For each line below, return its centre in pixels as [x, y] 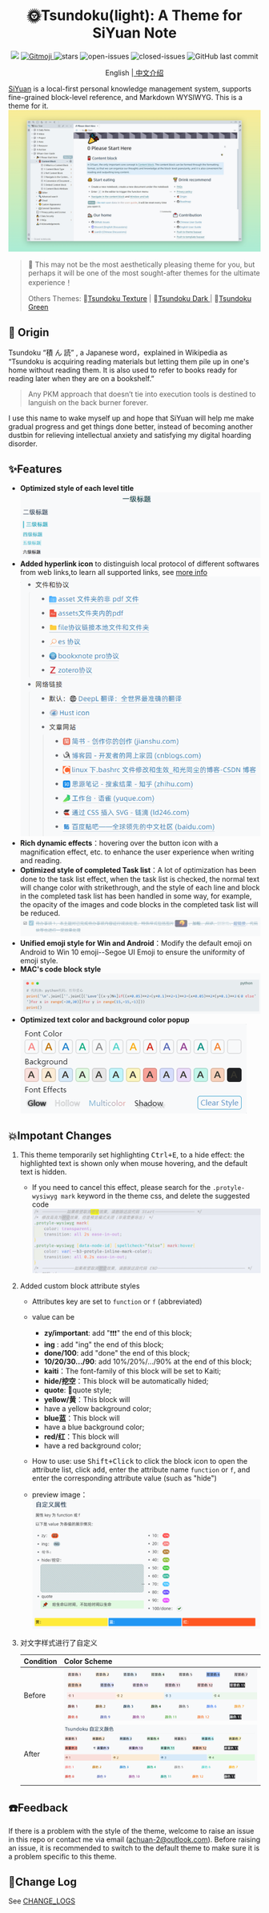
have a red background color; [92, 1445]
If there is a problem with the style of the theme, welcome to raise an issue [131, 1831]
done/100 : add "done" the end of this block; [117, 1352]
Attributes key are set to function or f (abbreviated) [117, 1301]
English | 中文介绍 [134, 72]
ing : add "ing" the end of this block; [104, 1344]
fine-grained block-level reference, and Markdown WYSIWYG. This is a [125, 97]
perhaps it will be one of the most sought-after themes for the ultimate [144, 273]
